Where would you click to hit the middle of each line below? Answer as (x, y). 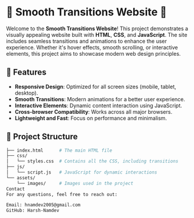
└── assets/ (21, 178)
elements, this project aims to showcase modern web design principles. (93, 53)
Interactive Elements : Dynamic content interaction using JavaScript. (98, 105)
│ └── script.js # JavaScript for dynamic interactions (82, 172)
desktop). (26, 93)
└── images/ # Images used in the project (75, 183)
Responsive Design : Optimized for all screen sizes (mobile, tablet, (95, 86)
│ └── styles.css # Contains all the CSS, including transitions (92, 161)
